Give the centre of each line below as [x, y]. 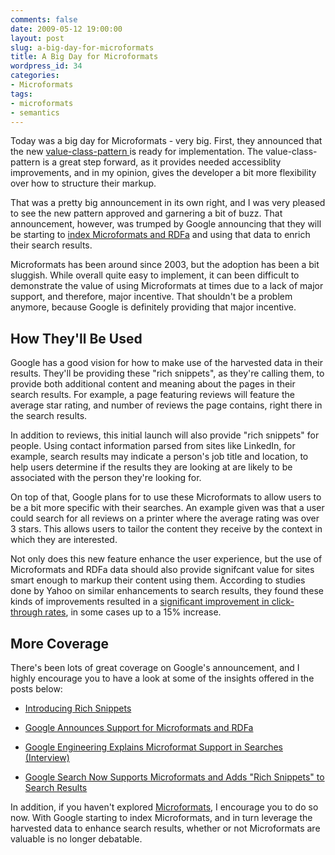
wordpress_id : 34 [46, 66]
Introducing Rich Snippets [78, 708]
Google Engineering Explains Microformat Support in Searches [154, 747]
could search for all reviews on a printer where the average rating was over [165, 518]
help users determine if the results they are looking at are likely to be [151, 467]
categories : [35, 76]
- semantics [35, 112]
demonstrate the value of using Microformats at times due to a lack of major [167, 286]
